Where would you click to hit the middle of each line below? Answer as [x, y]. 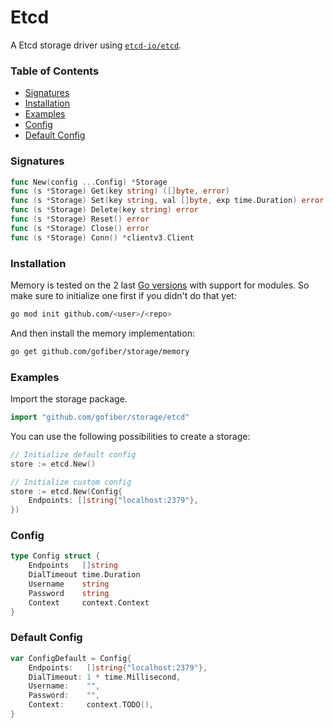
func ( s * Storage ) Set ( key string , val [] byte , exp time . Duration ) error [167, 201]
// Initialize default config [73, 454]
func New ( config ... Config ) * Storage [89, 182]
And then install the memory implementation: [102, 333]
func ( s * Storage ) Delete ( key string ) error [104, 210]
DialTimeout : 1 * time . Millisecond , [105, 677]
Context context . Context [89, 602]
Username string [69, 584]
